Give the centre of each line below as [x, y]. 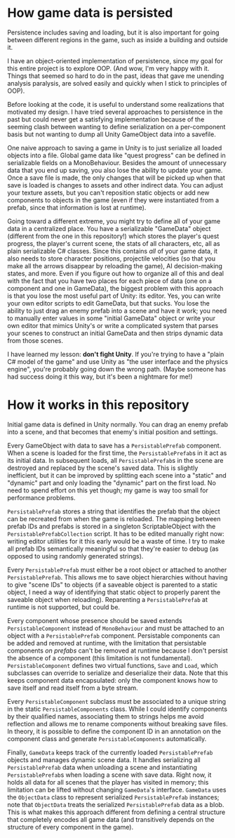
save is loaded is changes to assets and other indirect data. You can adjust [115, 185]
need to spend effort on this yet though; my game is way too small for [108, 490]
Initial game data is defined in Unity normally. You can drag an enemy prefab [118, 424]
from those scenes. [35, 340]
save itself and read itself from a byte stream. [73, 688]
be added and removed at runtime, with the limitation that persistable [107, 643]
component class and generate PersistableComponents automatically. [107, 738]
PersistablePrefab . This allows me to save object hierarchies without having [117, 577]
